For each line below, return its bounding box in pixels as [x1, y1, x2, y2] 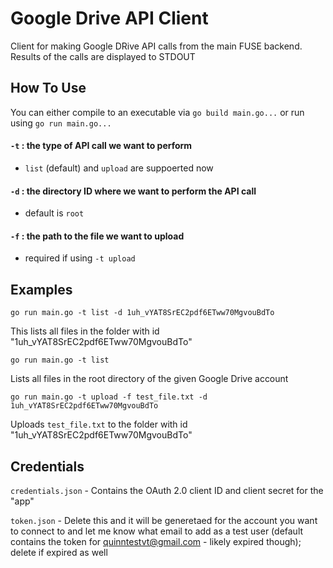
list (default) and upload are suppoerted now [24, 162, 214, 174]
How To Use [10, 80, 87, 97]
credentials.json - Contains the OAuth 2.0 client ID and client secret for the [10, 484, 324, 496]
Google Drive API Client [10, 7, 209, 30]
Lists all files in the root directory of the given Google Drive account [10, 373, 289, 385]
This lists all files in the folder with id [10, 325, 160, 337]
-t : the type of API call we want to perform [10, 140, 193, 152]
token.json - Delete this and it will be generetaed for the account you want [10, 514, 318, 526]
